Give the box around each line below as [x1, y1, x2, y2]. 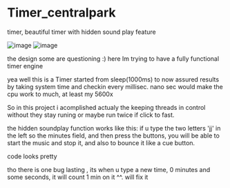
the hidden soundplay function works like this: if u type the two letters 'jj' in [7, 124, 221, 132]
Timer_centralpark [7, 5, 116, 21]
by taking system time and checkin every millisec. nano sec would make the [7, 82, 223, 91]
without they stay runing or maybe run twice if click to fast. [7, 111, 175, 119]
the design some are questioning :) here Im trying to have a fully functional [7, 54, 220, 63]
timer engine [7, 62, 44, 70]
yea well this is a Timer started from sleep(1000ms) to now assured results [7, 75, 220, 84]
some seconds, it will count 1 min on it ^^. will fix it [7, 173, 148, 181]
